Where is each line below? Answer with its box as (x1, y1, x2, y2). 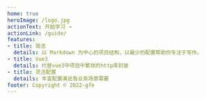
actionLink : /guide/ (7, 29, 68, 37)
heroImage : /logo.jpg (7, 17, 70, 24)
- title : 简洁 (7, 43, 47, 49)
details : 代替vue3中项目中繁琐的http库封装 (13, 62, 129, 69)
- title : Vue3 (7, 56, 49, 63)
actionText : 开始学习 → (7, 23, 72, 30)
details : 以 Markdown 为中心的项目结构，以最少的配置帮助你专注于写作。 (13, 49, 203, 56)
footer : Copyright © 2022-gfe (7, 82, 95, 89)
